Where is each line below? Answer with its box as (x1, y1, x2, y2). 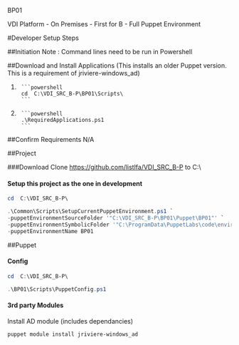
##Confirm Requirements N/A (7, 135, 95, 143)
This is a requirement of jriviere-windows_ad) (7, 69, 140, 77)
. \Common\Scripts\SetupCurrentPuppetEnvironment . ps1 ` (7, 208, 174, 215)
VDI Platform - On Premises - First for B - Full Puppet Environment (7, 20, 201, 28)
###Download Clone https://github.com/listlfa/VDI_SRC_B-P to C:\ (7, 163, 201, 171)
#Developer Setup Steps (7, 34, 80, 42)
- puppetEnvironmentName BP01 (7, 227, 94, 235)
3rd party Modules (7, 301, 64, 309)
